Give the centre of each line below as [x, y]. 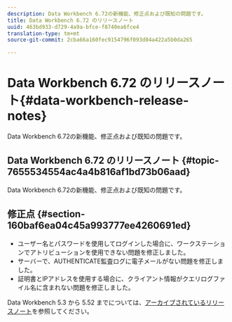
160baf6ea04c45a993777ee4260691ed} [99, 226]
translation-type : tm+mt [43, 33]
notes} [27, 116]
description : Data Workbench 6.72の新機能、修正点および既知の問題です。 [107, 14]
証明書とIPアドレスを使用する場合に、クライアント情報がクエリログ [115, 278]
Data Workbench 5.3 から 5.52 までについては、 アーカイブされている [107, 302]
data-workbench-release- [111, 101]
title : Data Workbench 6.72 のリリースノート [70, 20]
